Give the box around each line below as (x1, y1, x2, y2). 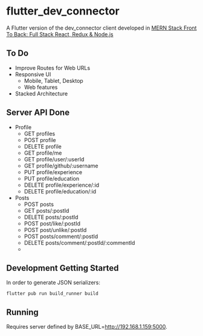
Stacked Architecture (14, 89, 68, 97)
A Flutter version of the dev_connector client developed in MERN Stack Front (6, 24, 197, 31)
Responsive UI (14, 71, 51, 78)
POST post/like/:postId (24, 219, 80, 227)
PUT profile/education (24, 175, 80, 182)
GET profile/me (24, 149, 62, 157)
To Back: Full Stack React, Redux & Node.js (6, 30, 114, 37)
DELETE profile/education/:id (24, 187, 97, 195)
